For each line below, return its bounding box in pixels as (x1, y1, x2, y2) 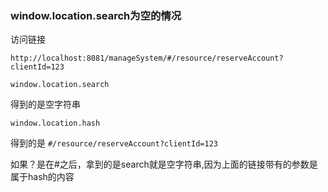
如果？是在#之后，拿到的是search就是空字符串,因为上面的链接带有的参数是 (10, 158, 318, 171)
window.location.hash (10, 118, 101, 129)
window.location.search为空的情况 (10, 8, 182, 22)
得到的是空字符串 (10, 98, 81, 111)
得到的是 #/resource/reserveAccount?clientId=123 (10, 137, 218, 149)
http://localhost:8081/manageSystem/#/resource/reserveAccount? (10, 53, 284, 64)
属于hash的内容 (10, 171, 75, 183)
